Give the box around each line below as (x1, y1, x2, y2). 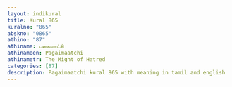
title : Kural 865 (7, 17, 59, 24)
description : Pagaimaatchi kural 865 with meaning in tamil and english (7, 69, 226, 76)
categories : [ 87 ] (7, 62, 59, 69)
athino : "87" (7, 36, 46, 43)
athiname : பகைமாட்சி (7, 43, 64, 50)
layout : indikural (7, 10, 61, 18)
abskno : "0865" (7, 29, 52, 37)
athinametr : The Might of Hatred (7, 56, 106, 63)
